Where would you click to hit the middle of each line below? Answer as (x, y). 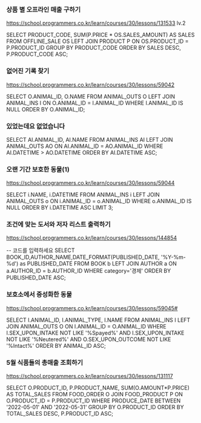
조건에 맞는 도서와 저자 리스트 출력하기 (58, 224)
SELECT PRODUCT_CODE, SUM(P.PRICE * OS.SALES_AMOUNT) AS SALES (100, 35)
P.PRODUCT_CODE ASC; (37, 54)
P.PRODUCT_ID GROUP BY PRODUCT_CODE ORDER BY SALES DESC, (94, 48)
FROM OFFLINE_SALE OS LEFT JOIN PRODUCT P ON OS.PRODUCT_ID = (97, 41)
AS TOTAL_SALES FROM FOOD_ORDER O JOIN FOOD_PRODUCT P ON (95, 395)
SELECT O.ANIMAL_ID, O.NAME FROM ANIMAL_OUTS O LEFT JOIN (91, 96)
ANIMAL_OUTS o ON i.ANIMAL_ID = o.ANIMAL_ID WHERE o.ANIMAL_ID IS (99, 201)
